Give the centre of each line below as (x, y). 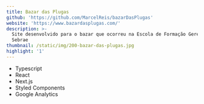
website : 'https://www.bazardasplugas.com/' (63, 23)
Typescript (29, 68)
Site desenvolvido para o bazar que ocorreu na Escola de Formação (99, 34)
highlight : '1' (25, 51)
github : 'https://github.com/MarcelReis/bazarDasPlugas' (80, 18)
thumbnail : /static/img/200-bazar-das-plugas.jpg (70, 46)
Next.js (24, 81)
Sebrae (20, 40)
